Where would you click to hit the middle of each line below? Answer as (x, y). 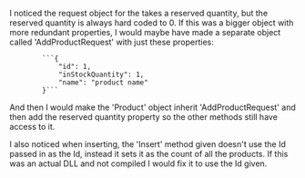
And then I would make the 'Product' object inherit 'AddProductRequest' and (152, 107)
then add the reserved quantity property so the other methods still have (143, 117)
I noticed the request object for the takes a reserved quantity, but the (139, 13)
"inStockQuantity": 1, (101, 74)
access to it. (32, 127)
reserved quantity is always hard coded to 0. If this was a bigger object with (152, 23)
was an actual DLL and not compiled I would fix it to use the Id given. (138, 163)
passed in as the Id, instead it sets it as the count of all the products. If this (149, 154)
